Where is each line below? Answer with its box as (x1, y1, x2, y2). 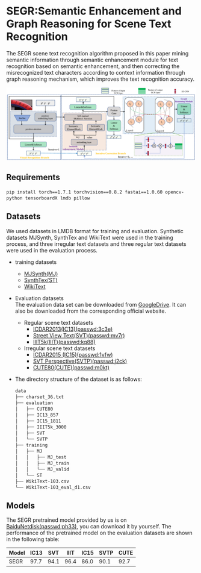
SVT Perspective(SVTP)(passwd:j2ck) (32, 357, 128, 365)
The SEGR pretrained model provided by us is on (6, 516, 128, 524)
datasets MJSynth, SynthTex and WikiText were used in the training (6, 234, 173, 241)
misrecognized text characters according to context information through (6, 69, 185, 76)
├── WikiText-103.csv (14, 478, 69, 484)
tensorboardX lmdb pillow (25, 195, 90, 201)
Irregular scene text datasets (23, 345, 96, 352)
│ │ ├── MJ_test (14, 454, 67, 460)
